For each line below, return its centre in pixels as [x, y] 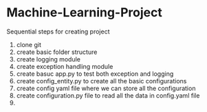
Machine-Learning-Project [84, 13]
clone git [29, 44]
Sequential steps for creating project [58, 31]
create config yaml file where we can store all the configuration [106, 88]
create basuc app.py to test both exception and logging [95, 74]
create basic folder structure [57, 52]
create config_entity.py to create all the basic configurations [101, 81]
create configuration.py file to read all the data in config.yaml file [108, 95]
